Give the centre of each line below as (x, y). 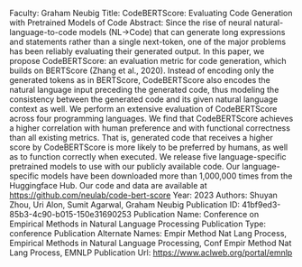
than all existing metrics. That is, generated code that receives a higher (141, 138)
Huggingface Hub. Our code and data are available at (108, 185)
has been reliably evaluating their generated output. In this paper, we (137, 51)
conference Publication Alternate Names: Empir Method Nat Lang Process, (148, 233)
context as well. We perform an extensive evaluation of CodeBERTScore (143, 109)
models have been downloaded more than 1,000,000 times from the (167, 176)
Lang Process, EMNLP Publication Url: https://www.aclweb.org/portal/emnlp (151, 253)
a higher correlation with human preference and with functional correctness (150, 128)
